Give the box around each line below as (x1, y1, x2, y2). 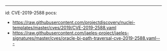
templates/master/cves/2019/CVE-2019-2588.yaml (12, 25, 117, 30)
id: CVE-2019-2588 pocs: (5, 10, 57, 15)
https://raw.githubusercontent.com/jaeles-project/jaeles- (12, 30, 129, 36)
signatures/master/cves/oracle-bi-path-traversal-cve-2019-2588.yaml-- (12, 35, 161, 41)
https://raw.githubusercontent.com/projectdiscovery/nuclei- (12, 19, 136, 25)
